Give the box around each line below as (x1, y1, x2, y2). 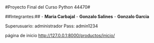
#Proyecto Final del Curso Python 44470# (5, 4, 91, 10)
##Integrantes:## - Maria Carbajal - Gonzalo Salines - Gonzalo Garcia (5, 14, 150, 19)
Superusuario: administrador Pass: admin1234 (5, 23, 98, 29)
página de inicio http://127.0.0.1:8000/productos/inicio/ (5, 33, 115, 38)
